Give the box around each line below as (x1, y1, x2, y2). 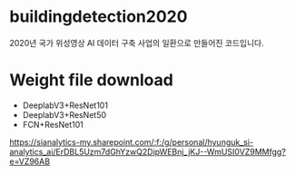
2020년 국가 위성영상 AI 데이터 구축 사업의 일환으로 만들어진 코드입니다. (9, 37, 265, 48)
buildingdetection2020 (9, 6, 188, 27)
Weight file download (9, 70, 174, 91)
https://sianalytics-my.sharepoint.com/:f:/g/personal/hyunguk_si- (9, 136, 254, 147)
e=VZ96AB (9, 156, 51, 167)
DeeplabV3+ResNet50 (22, 109, 107, 120)
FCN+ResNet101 (22, 119, 84, 130)
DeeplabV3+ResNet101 (22, 100, 109, 111)
